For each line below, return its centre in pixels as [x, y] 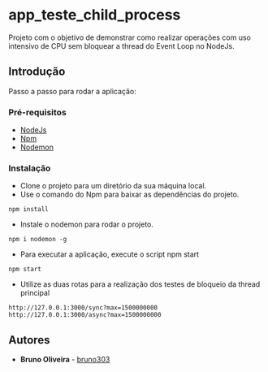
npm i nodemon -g [38, 240]
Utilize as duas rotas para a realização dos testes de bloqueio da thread [140, 284]
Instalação [30, 168]
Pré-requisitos [37, 112]
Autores [29, 340]
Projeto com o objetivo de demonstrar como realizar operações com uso [130, 37]
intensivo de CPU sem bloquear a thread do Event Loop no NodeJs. [121, 45]
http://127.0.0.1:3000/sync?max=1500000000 [83, 308]
